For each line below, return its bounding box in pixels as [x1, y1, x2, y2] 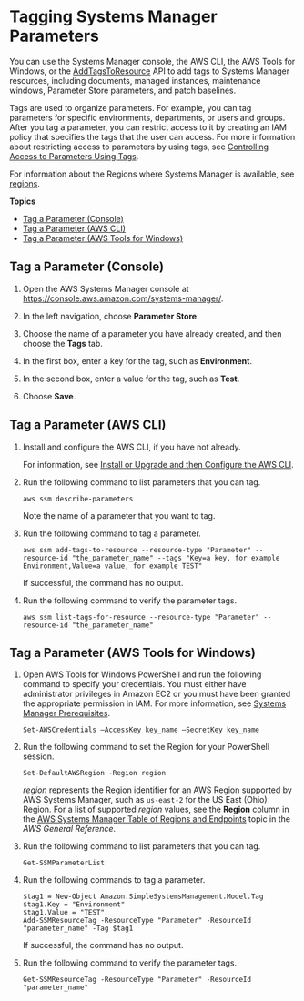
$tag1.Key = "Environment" [22, 900, 126, 909]
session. [22, 751, 55, 762]
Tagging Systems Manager [9, 6, 218, 27]
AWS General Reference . [22, 824, 117, 834]
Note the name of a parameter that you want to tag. [22, 510, 216, 521]
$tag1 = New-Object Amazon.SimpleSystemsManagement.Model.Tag [22, 892, 264, 902]
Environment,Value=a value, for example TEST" [22, 561, 203, 571]
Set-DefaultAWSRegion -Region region [22, 769, 167, 778]
